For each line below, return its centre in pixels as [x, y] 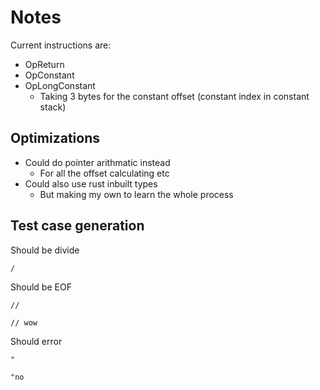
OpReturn [44, 64]
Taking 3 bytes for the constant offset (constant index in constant [174, 96]
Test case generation [77, 226]
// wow [24, 322]
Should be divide [45, 250]
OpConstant [49, 75]
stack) [53, 107]
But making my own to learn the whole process [136, 194]
